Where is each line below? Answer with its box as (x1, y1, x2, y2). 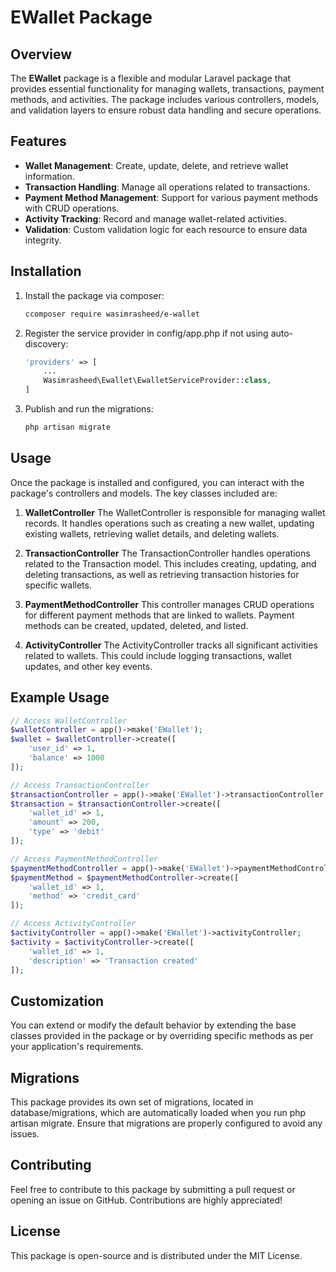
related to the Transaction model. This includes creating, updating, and (24, 557, 317, 570)
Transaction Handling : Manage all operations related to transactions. (24, 181, 311, 193)
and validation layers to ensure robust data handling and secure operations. (10, 104, 322, 116)
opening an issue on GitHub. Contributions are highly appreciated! (10, 1194, 283, 1206)
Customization (10, 992, 105, 1010)
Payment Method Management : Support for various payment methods (24, 191, 319, 203)
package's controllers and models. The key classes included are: (10, 487, 278, 499)
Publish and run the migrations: (24, 403, 154, 415)
